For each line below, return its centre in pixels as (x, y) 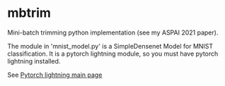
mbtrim (29, 13)
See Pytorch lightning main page (55, 75)
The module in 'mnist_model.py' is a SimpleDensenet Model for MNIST (110, 46)
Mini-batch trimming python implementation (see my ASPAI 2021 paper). (113, 32)
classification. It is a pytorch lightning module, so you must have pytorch (113, 54)
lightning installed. (34, 61)
